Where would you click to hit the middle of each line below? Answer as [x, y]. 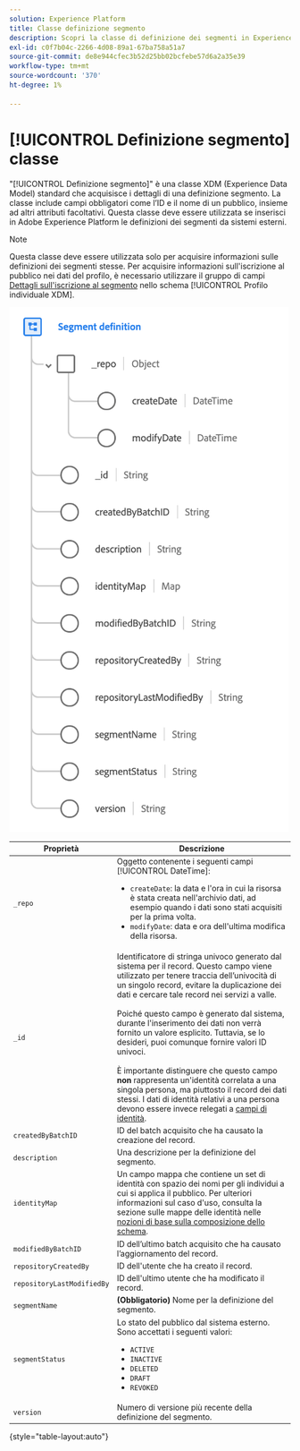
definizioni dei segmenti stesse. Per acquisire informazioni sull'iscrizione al [147, 266]
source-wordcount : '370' [55, 76]
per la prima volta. [163, 917]
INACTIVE [146, 1359]
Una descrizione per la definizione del [186, 1152]
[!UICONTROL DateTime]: [163, 871]
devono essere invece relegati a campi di [192, 1108]
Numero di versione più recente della [184, 1407]
